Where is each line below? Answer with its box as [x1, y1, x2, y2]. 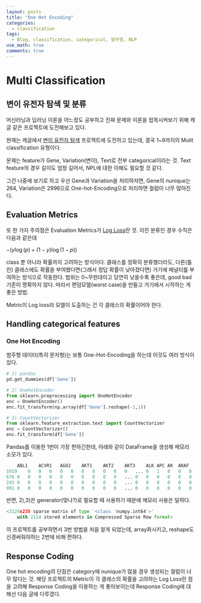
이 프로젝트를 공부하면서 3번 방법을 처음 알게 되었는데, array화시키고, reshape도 [6, 526, 194, 533]
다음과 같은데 [6, 234, 37, 241]
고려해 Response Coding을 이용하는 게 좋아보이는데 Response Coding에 [12, 583, 185, 590]
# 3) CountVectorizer [6, 415, 61, 421]
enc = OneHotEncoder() [6, 398, 63, 404]
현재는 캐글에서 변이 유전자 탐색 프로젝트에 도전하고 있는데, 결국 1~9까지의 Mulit [6, 136, 194, 144]
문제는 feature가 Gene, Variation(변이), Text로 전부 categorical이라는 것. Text [6, 157, 191, 164]
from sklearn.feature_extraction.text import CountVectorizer [6, 420, 165, 426]
